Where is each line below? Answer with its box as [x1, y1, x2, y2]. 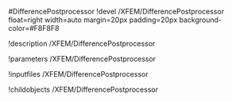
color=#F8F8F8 [8, 24, 60, 32]
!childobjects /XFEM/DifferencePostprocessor [8, 85, 159, 94]
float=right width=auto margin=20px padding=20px [8, 15, 178, 25]
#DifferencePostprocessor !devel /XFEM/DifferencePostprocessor [8, 7, 225, 16]
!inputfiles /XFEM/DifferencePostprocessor [8, 70, 149, 78]
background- [178, 15, 222, 25]
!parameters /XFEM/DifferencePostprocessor [8, 55, 157, 63]
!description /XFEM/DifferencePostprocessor [8, 39, 156, 48]
